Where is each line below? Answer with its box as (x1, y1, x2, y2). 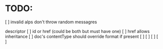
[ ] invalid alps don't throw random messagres (5, 19, 97, 25)
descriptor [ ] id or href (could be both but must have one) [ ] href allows (5, 28, 150, 34)
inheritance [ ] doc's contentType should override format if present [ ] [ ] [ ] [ (5, 33, 158, 39)
